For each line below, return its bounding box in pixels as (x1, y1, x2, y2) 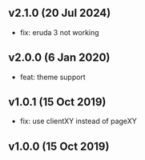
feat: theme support (19, 72, 86, 82)
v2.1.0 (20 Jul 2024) (8, 6, 111, 20)
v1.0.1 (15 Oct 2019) (8, 95, 107, 109)
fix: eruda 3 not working (19, 27, 99, 37)
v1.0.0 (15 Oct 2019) (8, 139, 110, 153)
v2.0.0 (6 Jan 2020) (8, 51, 111, 65)
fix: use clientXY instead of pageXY (19, 116, 138, 126)
